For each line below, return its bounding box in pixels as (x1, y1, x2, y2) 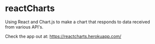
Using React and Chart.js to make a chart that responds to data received (5, 19, 150, 25)
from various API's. (5, 24, 44, 29)
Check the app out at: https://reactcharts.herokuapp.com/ (5, 33, 122, 39)
